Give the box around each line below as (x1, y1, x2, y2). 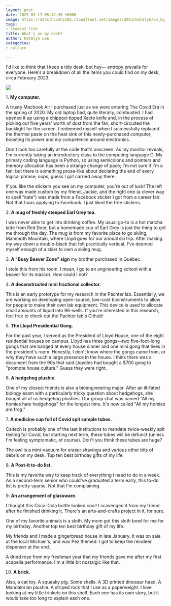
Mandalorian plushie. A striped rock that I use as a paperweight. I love (6, 584, 152, 590)
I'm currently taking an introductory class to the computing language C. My (6, 151, 163, 158)
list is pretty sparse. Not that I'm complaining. (6, 482, 101, 489)
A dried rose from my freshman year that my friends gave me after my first (6, 554, 162, 560)
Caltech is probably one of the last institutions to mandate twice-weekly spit (6, 426, 165, 432)
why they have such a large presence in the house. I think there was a (6, 354, 152, 360)
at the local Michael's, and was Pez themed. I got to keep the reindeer (6, 538, 152, 544)
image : (6, 17, 20, 22)
